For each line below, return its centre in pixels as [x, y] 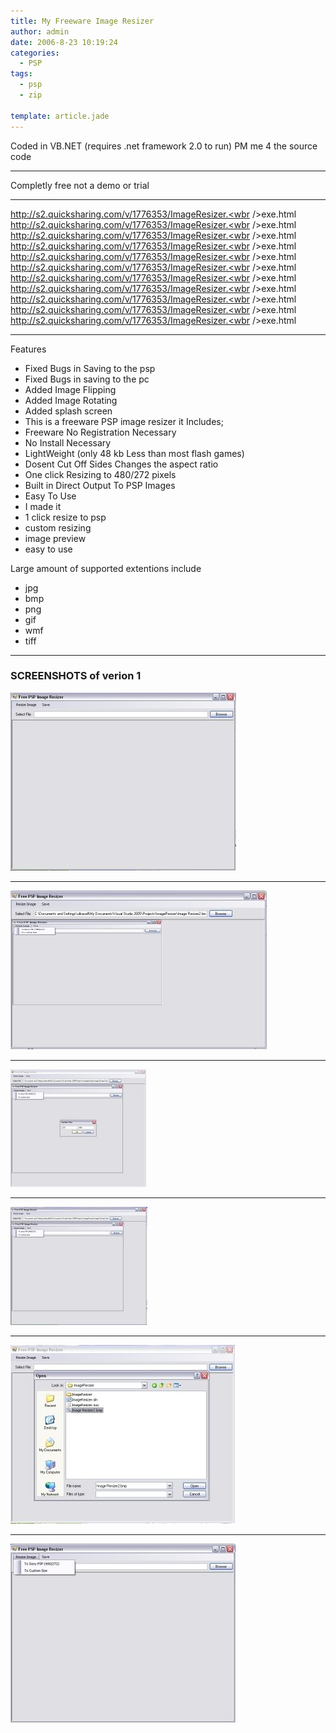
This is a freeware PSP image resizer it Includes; [124, 421]
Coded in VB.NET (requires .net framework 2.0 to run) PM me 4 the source [164, 146]
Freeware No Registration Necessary [100, 432]
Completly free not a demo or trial [80, 185]
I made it [43, 506]
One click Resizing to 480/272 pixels [100, 474]
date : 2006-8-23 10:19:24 [64, 42]
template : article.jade [60, 116]
